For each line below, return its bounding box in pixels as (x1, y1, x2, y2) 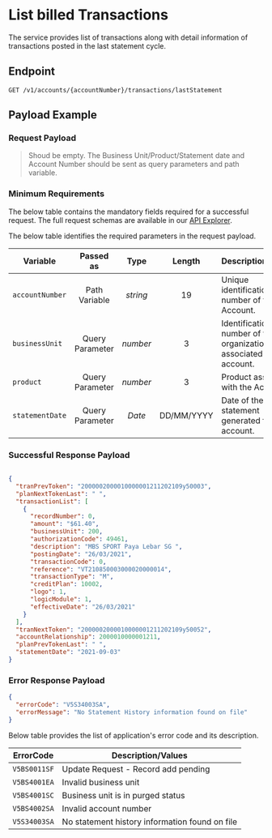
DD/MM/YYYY (159, 409, 214, 421)
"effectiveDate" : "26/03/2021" (29, 602, 136, 611)
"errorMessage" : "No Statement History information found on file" (15, 708, 249, 716)
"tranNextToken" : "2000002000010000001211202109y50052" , (15, 626, 212, 634)
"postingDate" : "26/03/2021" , (29, 549, 132, 558)
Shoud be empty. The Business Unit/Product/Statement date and (28, 151, 245, 160)
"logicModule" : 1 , (29, 596, 92, 604)
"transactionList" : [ (15, 497, 89, 506)
